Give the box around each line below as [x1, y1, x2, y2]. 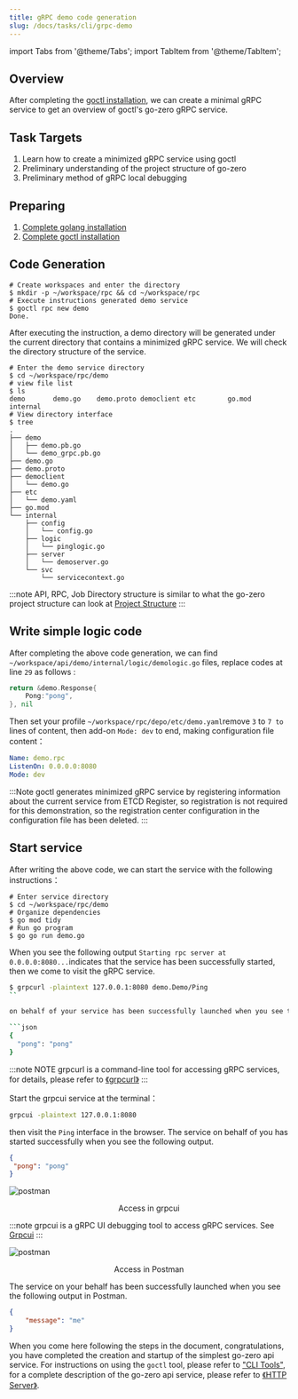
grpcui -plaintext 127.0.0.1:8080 [9, 1110, 137, 1119]
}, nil [9, 700, 34, 709]
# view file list [9, 378, 74, 387]
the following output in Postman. [9, 1291, 128, 1301]
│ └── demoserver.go [25, 557, 109, 567]
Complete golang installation [21, 221, 127, 232]
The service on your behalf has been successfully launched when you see [9, 1281, 281, 1292]
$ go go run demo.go [9, 931, 86, 940]
